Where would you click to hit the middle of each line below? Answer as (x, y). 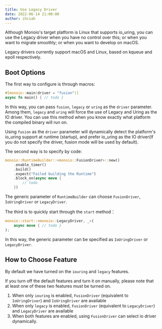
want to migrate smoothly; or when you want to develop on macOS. (72, 43)
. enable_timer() (30, 165)
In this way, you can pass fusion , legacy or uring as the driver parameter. (79, 107)
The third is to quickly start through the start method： (60, 212)
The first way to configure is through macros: (50, 84)
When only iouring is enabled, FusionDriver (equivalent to (70, 295)
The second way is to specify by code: (44, 151)
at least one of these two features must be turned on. (58, 286)
